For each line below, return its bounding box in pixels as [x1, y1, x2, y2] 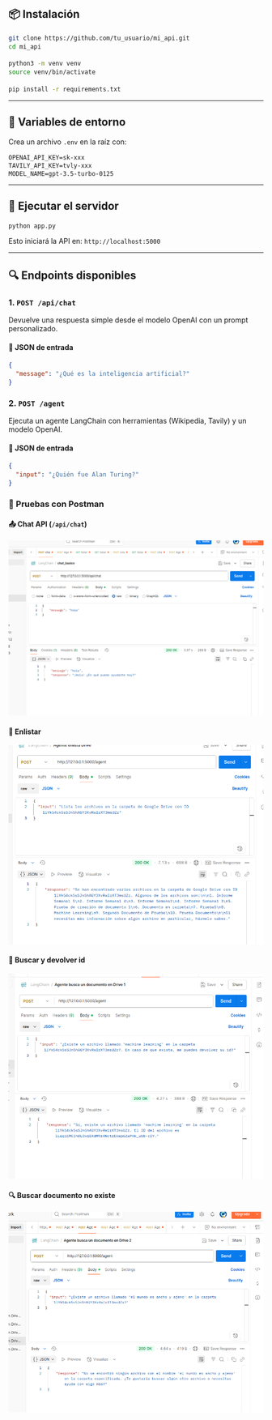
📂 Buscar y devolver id [8, 955, 86, 965]
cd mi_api [8, 42, 42, 51]
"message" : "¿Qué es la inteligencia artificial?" [15, 370, 190, 378]
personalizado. [8, 324, 58, 334]
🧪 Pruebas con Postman [8, 498, 104, 510]
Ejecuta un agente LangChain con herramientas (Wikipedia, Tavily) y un [8, 416, 247, 426]
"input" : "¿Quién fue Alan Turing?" [15, 471, 139, 479]
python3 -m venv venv [8, 60, 82, 68]
